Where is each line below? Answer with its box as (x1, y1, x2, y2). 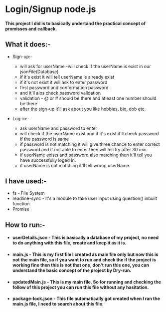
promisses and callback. (5, 26, 57, 32)
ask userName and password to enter (19, 125, 97, 131)
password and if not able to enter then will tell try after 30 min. (19, 146, 148, 152)
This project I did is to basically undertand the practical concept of (5, 20, 146, 26)
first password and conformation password (19, 84, 109, 91)
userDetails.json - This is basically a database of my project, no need (12, 234, 159, 241)
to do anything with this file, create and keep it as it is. (12, 240, 127, 246)
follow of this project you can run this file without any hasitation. (12, 284, 149, 290)
